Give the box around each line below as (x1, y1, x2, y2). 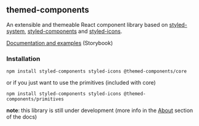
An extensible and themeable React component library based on (6, 21, 168, 28)
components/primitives (6, 96, 64, 102)
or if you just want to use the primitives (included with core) (6, 79, 156, 86)
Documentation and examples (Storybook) (6, 39, 113, 46)
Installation (6, 54, 41, 63)
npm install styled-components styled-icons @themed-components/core (6, 68, 187, 75)
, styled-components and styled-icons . (24, 27, 123, 35)
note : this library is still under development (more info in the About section (6, 107, 194, 114)
